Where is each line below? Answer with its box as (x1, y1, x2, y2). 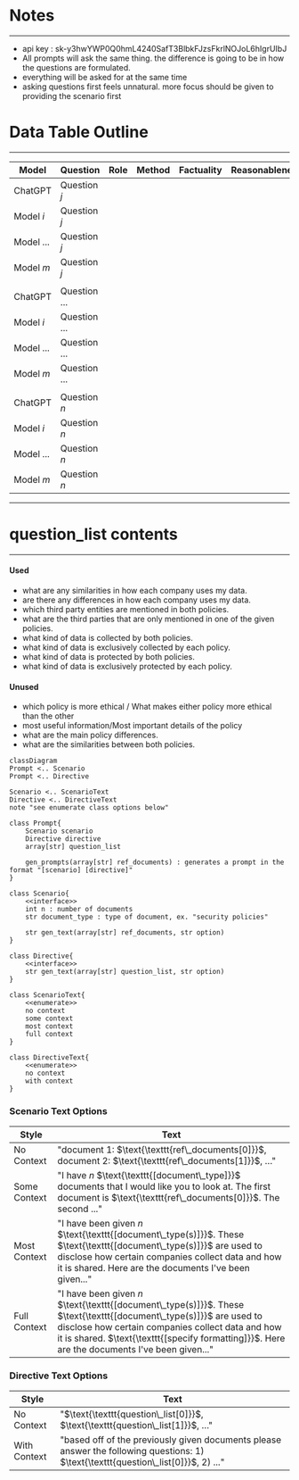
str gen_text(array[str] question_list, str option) (25, 968, 225, 977)
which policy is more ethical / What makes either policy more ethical (21, 702, 272, 712)
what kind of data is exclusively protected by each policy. (21, 661, 233, 672)
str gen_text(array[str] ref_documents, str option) (25, 928, 225, 937)
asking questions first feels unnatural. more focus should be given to (21, 81, 274, 92)
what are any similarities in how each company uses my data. (21, 586, 247, 596)
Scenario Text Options (9, 1105, 109, 1118)
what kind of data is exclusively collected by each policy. (21, 642, 231, 653)
